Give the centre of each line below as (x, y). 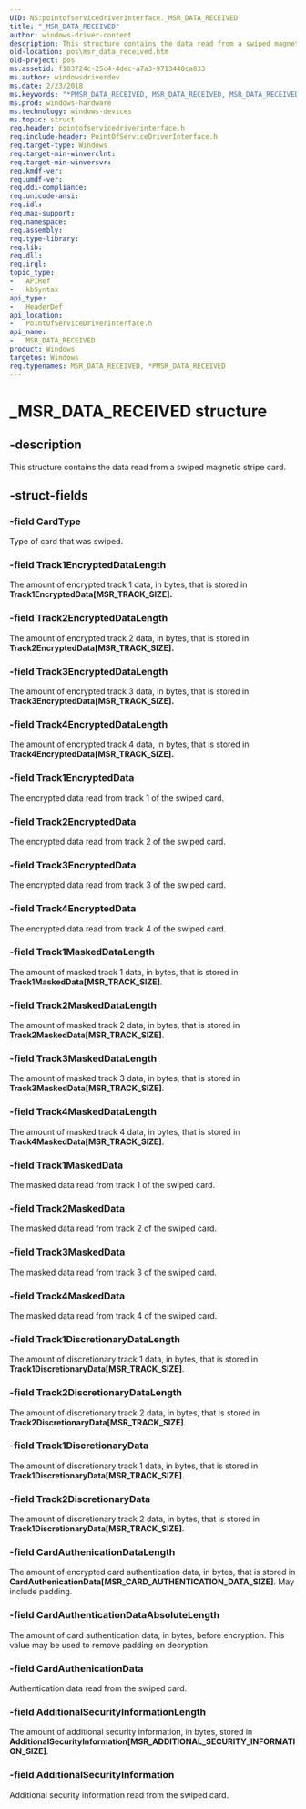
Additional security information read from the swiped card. (119, 1794)
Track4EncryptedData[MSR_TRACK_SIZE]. (92, 754)
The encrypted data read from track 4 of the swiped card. (118, 929)
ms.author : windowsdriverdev (65, 78)
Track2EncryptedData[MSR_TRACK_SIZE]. (92, 647)
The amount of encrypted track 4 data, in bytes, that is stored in (129, 744)
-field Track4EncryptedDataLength (89, 725)
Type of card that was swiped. (66, 542)
